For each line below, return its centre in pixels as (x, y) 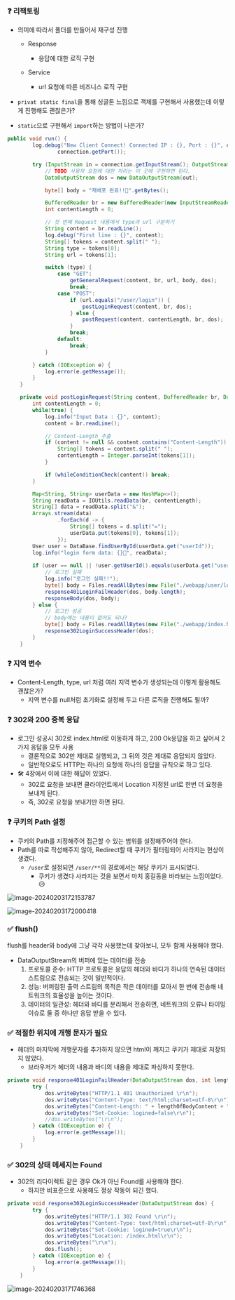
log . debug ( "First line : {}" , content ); (104, 235)
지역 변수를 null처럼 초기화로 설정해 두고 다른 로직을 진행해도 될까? (119, 699)
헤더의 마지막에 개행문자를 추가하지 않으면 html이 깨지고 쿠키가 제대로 (112, 1049)
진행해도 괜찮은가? (50, 111)
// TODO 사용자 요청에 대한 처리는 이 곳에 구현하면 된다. (117, 171)
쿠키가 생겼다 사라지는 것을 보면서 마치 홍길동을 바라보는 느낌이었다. (131, 876)
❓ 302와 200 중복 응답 (43, 719)
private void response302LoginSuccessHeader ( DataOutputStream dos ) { (111, 1204)
